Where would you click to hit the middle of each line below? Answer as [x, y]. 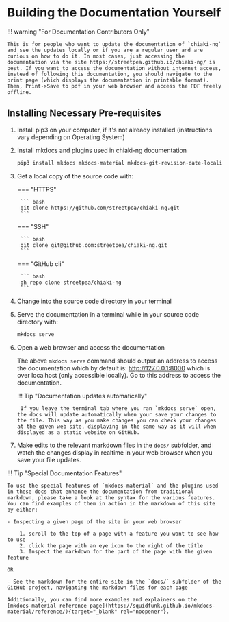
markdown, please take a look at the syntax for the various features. [111, 498]
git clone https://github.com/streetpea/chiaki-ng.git [100, 208]
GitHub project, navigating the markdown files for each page [97, 588]
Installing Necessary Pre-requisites [84, 113]
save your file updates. [49, 459]
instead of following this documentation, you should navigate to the [110, 74]
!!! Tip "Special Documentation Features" [65, 473]
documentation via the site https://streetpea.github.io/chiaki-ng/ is [111, 62]
